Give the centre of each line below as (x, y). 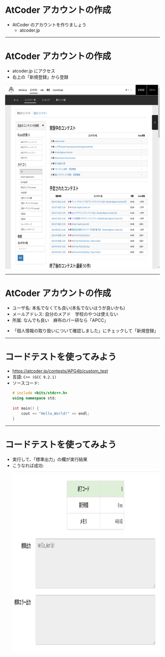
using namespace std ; (34, 398)
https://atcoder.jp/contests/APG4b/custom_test (60, 371)
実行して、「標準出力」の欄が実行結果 (50, 459)
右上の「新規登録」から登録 (40, 77)
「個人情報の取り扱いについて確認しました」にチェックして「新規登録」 (85, 330)
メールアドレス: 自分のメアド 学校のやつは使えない (65, 314)
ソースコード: (26, 383)
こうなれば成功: (28, 465)
